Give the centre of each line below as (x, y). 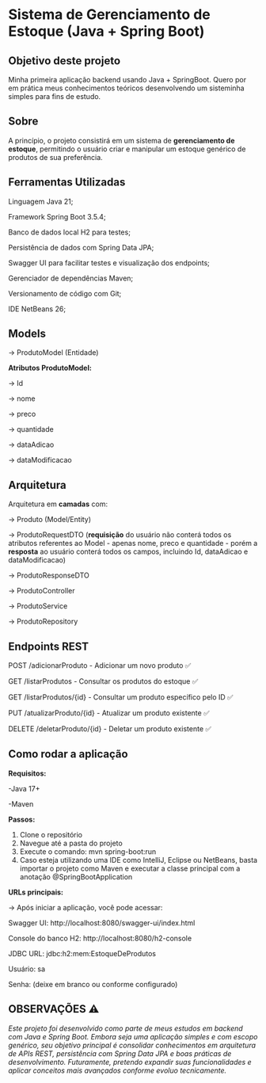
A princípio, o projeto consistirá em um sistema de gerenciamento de (122, 140)
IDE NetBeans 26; (37, 309)
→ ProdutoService (38, 606)
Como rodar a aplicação (68, 754)
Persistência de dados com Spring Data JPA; (81, 247)
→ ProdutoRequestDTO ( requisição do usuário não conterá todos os (120, 535)
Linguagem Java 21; (41, 201)
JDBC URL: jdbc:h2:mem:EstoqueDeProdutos (82, 953)
